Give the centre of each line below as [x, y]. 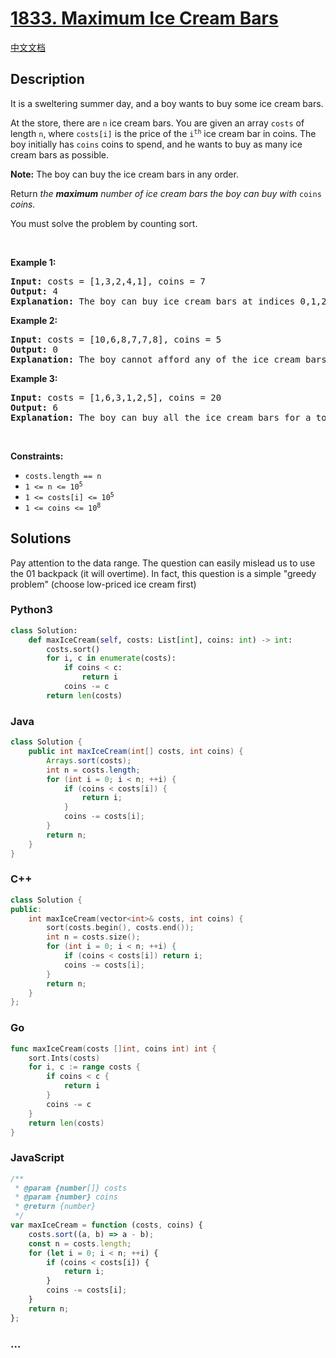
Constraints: [37, 456]
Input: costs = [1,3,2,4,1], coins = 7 [108, 281]
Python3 [31, 610]
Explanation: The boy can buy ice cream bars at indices [153, 301]
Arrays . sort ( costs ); [89, 760]
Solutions [41, 538]
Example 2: [34, 320]
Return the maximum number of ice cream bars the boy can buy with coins [166, 193]
